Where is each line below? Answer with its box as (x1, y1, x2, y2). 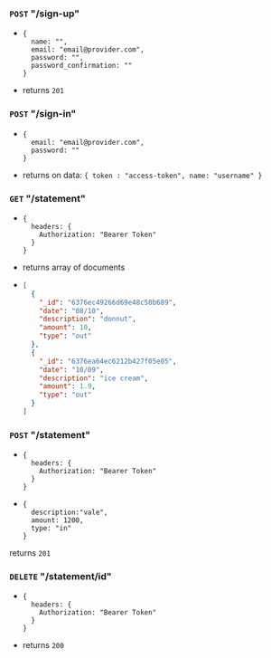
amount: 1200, (31, 516, 84, 525)
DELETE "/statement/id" (9, 570, 112, 583)
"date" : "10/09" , (39, 365, 105, 374)
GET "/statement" (9, 192, 86, 205)
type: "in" (31, 524, 72, 533)
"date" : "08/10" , (39, 306, 105, 315)
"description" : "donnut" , (39, 315, 137, 324)
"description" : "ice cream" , (39, 374, 149, 383)
